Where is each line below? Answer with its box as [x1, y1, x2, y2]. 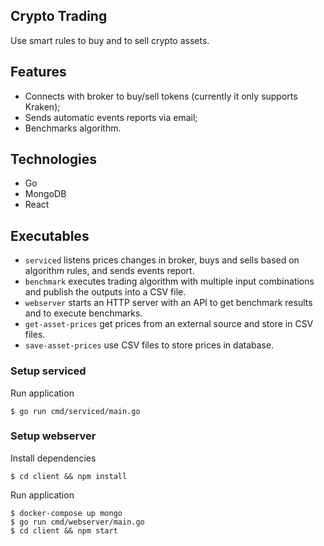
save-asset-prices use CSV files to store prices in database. [24, 339, 275, 351]
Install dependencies [10, 452, 97, 464]
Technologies [10, 151, 98, 168]
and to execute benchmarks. [24, 307, 143, 319]
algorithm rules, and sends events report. [24, 265, 195, 277]
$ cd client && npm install [10, 471, 128, 481]
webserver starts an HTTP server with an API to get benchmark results [24, 297, 313, 309]
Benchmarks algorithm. [24, 122, 122, 134]
